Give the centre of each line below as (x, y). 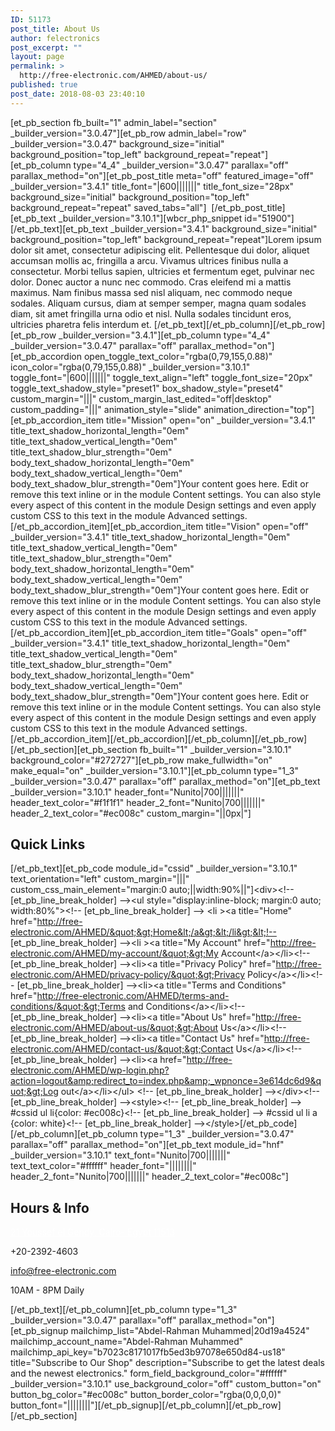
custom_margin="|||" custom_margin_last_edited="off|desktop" (141, 398)
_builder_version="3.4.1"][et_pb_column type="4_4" (164, 335)
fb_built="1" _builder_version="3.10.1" (216, 749)
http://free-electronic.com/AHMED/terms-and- (133, 996)
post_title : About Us (55, 29)
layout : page (37, 57)
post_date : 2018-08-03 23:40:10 (77, 94)
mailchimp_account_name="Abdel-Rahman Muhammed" (127, 1342)
